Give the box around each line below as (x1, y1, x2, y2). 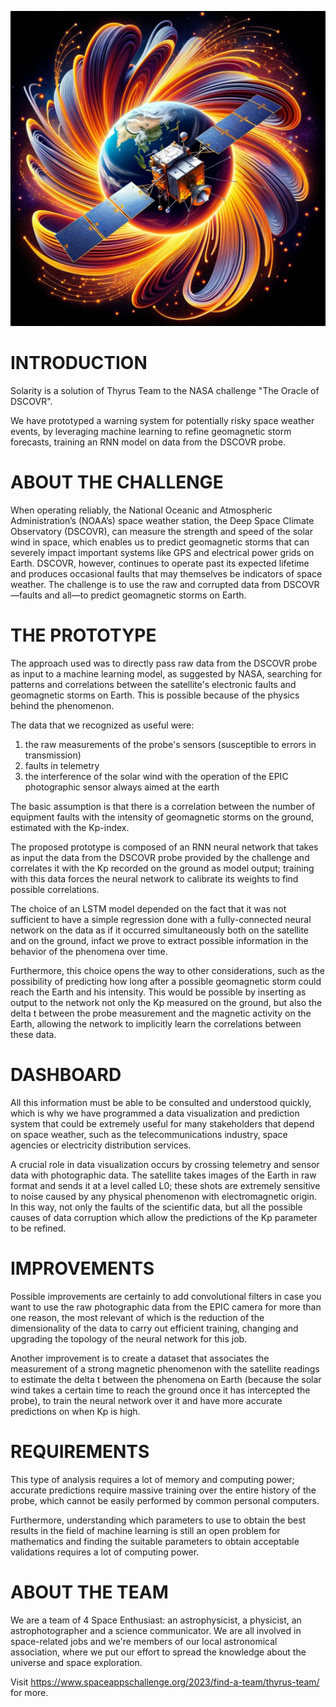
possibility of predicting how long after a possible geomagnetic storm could (10, 975, 322, 987)
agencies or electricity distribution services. (10, 1139, 192, 1151)
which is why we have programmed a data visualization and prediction (10, 1107, 300, 1119)
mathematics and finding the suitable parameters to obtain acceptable (10, 1535, 300, 1547)
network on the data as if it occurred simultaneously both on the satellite (10, 924, 309, 936)
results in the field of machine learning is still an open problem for (10, 1524, 281, 1536)
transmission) (24, 749, 82, 761)
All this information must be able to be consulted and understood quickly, (10, 1096, 312, 1108)
